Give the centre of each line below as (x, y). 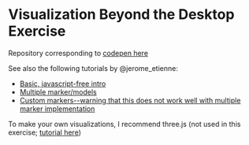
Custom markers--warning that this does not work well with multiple (130, 100)
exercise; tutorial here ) (45, 132)
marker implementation (57, 109)
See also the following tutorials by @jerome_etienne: (93, 68)
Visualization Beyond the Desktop (121, 15)
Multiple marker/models (58, 91)
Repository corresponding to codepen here (78, 53)
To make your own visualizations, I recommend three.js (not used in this (124, 124)
